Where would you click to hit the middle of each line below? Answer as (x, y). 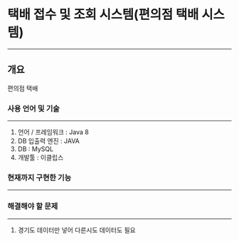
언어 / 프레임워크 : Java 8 (53, 132)
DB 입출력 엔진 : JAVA (49, 141)
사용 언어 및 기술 (33, 108)
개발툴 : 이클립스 (41, 158)
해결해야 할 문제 (33, 206)
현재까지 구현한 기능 (39, 178)
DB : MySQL (36, 149)
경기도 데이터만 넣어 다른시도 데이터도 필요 (77, 230)
